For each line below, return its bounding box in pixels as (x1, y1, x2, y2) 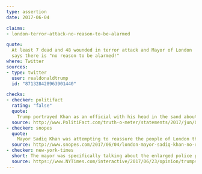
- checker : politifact (6, 97, 63, 103)
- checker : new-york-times (6, 148, 74, 154)
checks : (6, 91, 26, 98)
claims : (6, 25, 26, 31)
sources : (6, 64, 28, 70)
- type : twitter (6, 70, 47, 76)
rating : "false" (11, 103, 52, 109)
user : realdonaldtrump (11, 75, 69, 81)
